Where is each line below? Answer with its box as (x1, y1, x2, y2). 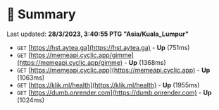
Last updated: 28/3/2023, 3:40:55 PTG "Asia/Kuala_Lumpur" (6, 30, 189, 38)
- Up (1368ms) (124, 58, 166, 66)
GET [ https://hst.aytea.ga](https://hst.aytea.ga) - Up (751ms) (16, 43, 190, 51)
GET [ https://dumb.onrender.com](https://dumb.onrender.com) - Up (16, 88, 212, 97)
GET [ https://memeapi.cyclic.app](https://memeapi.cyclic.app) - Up (16, 66, 211, 74)
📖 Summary (6, 6, 76, 23)
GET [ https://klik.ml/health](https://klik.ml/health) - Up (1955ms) (16, 80, 200, 89)
